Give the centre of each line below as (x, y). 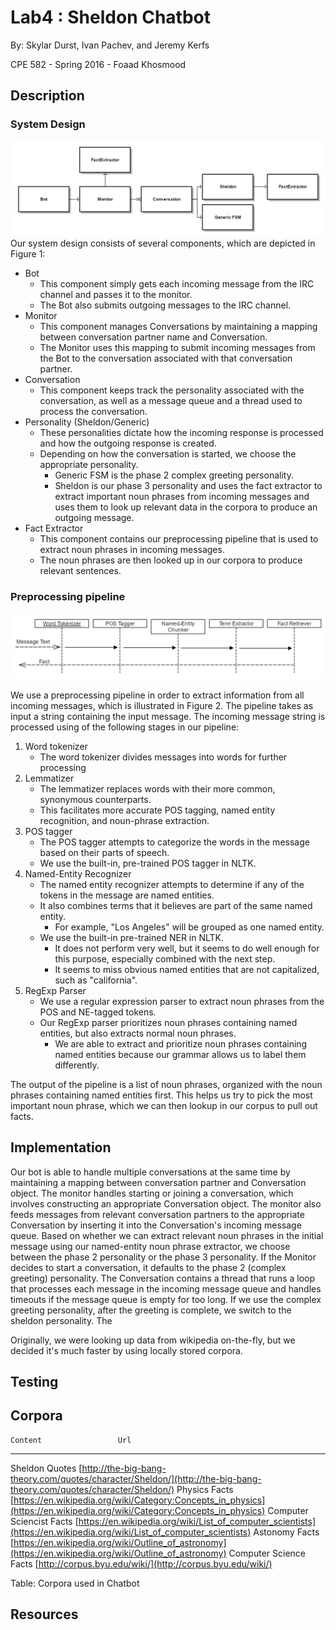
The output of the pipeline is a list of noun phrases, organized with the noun (166, 1084)
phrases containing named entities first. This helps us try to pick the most (161, 1095)
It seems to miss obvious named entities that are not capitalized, (187, 969)
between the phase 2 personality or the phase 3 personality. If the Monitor (163, 1257)
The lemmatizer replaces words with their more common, (157, 788)
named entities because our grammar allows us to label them (180, 1054)
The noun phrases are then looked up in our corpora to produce (171, 560)
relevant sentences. (80, 571)
